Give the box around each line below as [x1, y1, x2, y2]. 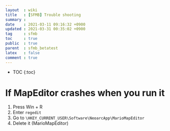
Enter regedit [12, 110, 42, 116]
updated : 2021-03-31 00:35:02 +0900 [5, 27, 86, 32]
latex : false [5, 50, 40, 55]
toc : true [5, 36, 38, 41]
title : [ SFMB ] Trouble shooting [5, 12, 81, 17]
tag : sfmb [5, 31, 38, 36]
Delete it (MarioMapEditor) [12, 120, 69, 126]
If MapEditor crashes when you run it [5, 87, 165, 99]
